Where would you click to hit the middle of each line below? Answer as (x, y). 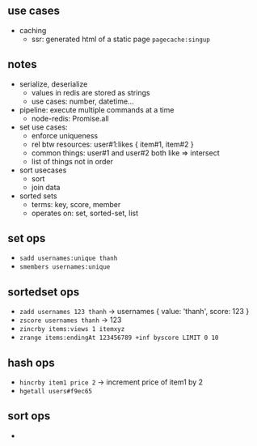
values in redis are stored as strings (91, 92)
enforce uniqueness (65, 135)
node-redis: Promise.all (70, 118)
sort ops (29, 416)
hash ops (31, 362)
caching (33, 30)
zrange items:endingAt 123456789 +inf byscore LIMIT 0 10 (119, 338)
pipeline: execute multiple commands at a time (97, 109)
